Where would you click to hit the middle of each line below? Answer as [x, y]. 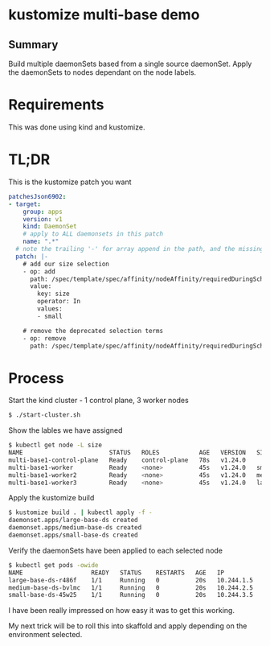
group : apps [43, 212]
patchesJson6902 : [37, 196]
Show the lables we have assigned [65, 430]
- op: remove [45, 338]
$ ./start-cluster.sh [45, 415]
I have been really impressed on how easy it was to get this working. [122, 611]
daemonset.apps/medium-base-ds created [75, 528]
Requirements [56, 105]
